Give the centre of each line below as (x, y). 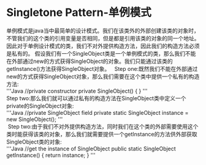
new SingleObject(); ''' (35, 119)
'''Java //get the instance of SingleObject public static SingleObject (91, 148)
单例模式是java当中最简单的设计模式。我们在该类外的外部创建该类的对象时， (103, 31)
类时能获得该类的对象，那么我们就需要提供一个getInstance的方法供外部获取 (102, 134)
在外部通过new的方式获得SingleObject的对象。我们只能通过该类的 (90, 61)
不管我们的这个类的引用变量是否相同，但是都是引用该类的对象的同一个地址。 (103, 38)
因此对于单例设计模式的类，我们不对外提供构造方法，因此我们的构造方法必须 (103, 46)
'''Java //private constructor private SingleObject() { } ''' (77, 91)
